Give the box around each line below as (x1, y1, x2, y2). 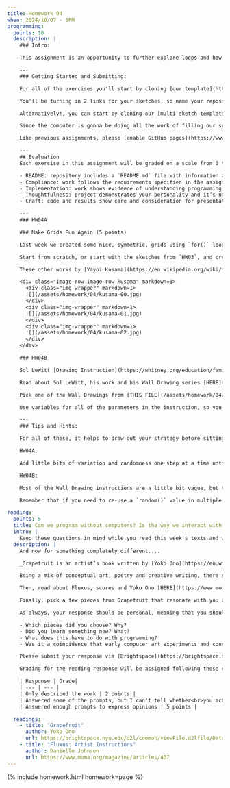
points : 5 (13, 515, 41, 523)
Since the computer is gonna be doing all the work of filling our (19, 123, 216, 130)
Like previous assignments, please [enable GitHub (19, 135, 167, 142)
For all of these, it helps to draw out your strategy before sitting (19, 435, 225, 442)
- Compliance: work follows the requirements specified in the (19, 179, 204, 186)
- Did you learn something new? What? (19, 628, 130, 635)
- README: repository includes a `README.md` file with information (19, 172, 219, 179)
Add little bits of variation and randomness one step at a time (19, 460, 210, 467)
